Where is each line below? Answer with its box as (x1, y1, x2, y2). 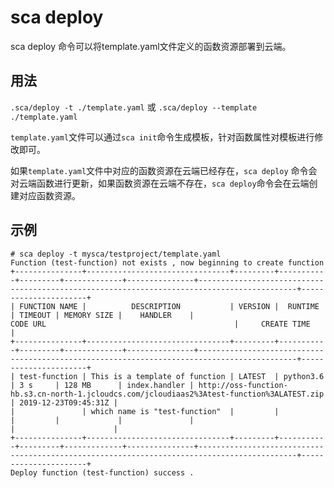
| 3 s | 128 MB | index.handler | (10, 380, 195, 390)
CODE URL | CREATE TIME (10, 319, 311, 329)
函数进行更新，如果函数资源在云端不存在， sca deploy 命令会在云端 (36, 177, 310, 189)
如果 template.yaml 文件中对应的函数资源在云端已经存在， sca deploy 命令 (10, 164, 309, 176)
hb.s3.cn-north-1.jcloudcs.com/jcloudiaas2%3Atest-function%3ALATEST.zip (10, 389, 325, 399)
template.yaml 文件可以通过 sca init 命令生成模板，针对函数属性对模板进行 (10, 131, 315, 143)
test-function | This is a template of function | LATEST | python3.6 (19, 371, 325, 381)
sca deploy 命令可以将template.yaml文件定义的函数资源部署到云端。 (10, 40, 292, 52)
